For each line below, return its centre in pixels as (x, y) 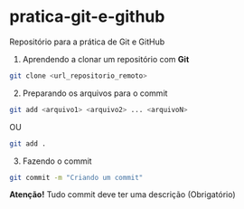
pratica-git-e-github (87, 17)
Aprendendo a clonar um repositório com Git (106, 59)
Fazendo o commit (57, 161)
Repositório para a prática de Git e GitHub (87, 42)
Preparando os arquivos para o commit (95, 93)
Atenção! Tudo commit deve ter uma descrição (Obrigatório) (123, 195)
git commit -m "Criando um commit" (76, 177)
